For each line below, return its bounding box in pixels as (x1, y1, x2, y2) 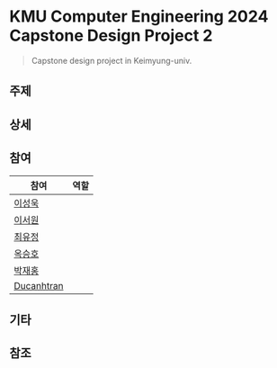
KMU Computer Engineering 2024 (9, 6, 269, 27)
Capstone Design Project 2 (9, 25, 213, 46)
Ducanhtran (13, 279, 64, 292)
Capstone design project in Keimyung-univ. (31, 55, 192, 66)
